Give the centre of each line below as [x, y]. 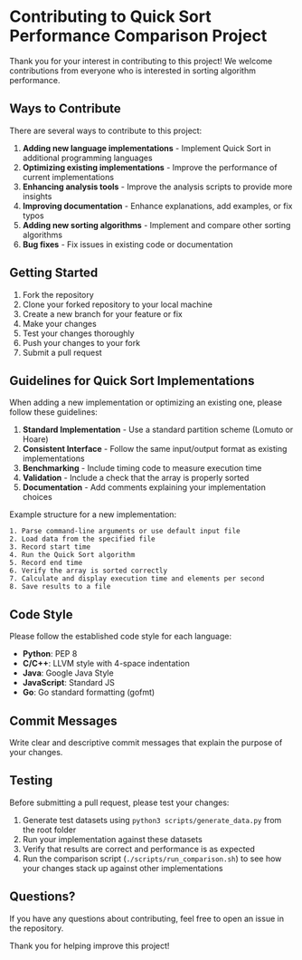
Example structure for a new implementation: [93, 514]
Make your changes [59, 323]
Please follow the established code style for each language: [121, 637]
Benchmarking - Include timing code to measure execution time [142, 468]
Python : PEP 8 [50, 654]
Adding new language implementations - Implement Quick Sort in [146, 148]
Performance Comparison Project [138, 36]
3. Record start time [50, 547]
